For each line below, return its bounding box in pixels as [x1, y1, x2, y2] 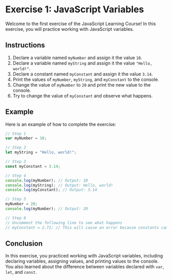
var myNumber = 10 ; [5, 136, 47, 141]
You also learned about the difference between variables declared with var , [5, 264, 164, 270]
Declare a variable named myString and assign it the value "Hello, [12, 60, 153, 66]
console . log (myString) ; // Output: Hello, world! [5, 183, 114, 188]
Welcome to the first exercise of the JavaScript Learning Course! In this [5, 21, 156, 27]
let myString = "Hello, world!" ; [5, 150, 77, 155]
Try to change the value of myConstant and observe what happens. [12, 92, 153, 98]
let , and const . [5, 269, 37, 275]
